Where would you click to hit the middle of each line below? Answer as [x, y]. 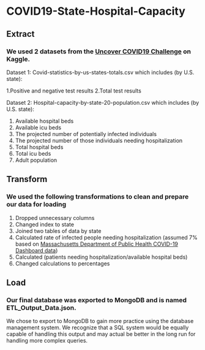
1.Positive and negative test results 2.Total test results [74, 91]
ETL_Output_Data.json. [41, 308]
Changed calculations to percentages [62, 263]
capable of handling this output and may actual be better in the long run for [101, 334]
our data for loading [36, 205]
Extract [20, 34]
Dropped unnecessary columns [55, 218]
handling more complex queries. [47, 341]
